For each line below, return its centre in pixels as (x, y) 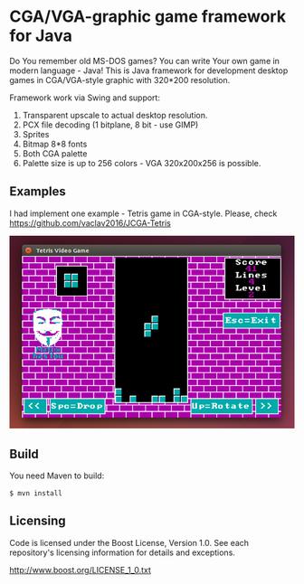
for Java (41, 36)
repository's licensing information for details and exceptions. (122, 552)
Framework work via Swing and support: (85, 98)
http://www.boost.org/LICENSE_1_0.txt (81, 570)
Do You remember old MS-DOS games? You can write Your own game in (145, 61)
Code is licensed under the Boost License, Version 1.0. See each (129, 542)
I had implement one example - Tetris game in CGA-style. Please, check (143, 213)
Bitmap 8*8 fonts (55, 144)
